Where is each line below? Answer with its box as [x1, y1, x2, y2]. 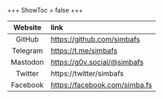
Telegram [11, 46, 43, 55]
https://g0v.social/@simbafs [50, 58, 144, 67]
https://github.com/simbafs [50, 34, 141, 44]
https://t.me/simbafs [50, 46, 118, 55]
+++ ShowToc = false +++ [7, 6, 83, 14]
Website [13, 22, 42, 32]
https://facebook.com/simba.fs [50, 80, 153, 90]
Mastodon [10, 58, 44, 67]
